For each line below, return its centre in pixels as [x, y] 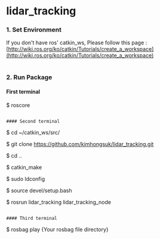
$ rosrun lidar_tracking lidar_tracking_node [59, 202]
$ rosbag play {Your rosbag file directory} [57, 229]
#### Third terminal [32, 218]
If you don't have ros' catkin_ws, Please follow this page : [77, 43]
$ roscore [18, 105]
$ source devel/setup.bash [39, 190]
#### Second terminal [33, 121]
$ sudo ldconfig [26, 179]
